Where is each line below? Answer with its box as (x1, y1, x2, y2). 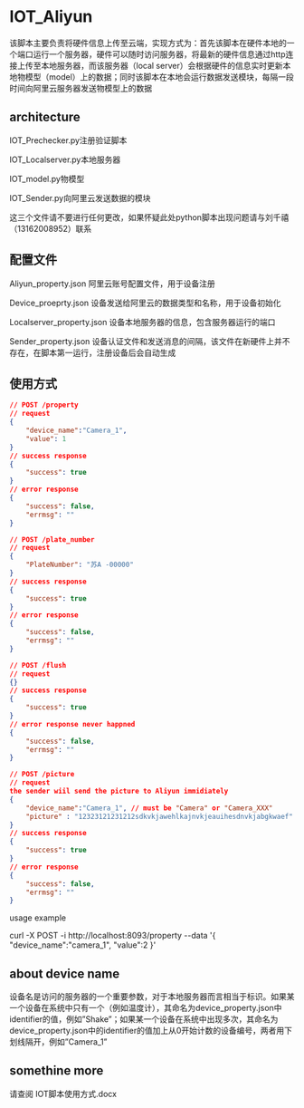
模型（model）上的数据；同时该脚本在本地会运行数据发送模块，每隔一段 (24, 71, 294, 82)
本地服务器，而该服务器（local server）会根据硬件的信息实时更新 (40, 60, 283, 71)
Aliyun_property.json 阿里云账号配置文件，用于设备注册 (9, 278, 215, 289)
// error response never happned (9, 719, 136, 728)
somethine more (9, 1063, 104, 1079)
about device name (9, 966, 120, 981)
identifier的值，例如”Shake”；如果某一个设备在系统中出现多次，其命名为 (9, 1014, 279, 1025)
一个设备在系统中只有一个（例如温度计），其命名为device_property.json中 (9, 1003, 282, 1014)
